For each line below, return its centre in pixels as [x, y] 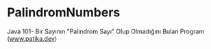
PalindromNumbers [64, 13]
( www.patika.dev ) [32, 38]
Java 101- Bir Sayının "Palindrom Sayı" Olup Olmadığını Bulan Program [106, 31]
